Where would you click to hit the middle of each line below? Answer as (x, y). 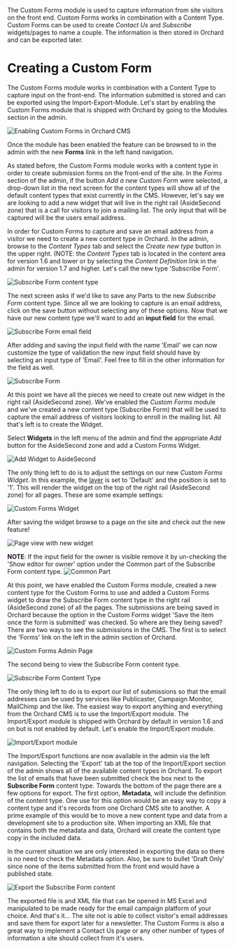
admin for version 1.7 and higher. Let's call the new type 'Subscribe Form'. (114, 268)
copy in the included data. (45, 837)
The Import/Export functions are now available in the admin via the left (108, 755)
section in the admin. (37, 117)
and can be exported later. (45, 40)
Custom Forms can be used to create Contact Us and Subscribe (100, 25)
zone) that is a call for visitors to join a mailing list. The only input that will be (117, 210)
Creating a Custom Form (80, 68)
